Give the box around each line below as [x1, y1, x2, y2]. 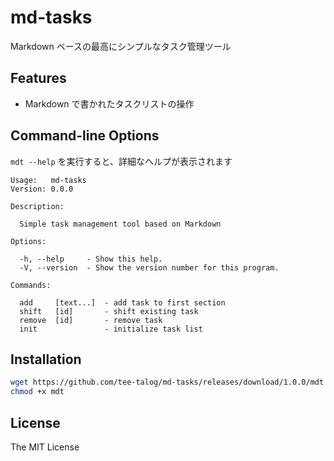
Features [10, 70, 67, 87]
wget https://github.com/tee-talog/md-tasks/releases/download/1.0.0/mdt [10, 377, 325, 388]
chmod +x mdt [10, 387, 65, 397]
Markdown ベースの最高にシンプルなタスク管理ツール [10, 40, 232, 52]
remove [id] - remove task [19, 315, 163, 325]
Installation [10, 351, 82, 368]
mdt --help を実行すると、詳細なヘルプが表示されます [10, 155, 233, 167]
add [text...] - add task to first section [19, 297, 226, 308]
